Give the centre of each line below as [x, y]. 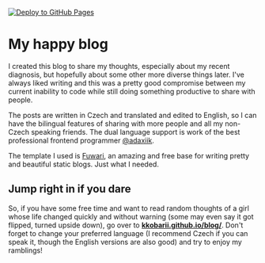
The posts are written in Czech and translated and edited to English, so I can [132, 115]
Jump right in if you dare [70, 189]
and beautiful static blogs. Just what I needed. [84, 164]
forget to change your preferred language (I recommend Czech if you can [128, 233]
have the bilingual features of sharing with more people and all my [116, 124]
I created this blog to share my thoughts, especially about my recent [119, 66]
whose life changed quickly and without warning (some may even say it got [131, 216]
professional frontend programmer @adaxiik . [81, 140]
